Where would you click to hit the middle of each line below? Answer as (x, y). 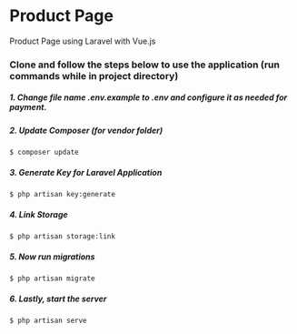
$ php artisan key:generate (63, 195)
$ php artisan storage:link (63, 237)
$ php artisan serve (49, 321)
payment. (28, 107)
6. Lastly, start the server (58, 299)
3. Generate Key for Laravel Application (86, 172)
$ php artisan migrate (52, 278)
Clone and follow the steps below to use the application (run (144, 65)
